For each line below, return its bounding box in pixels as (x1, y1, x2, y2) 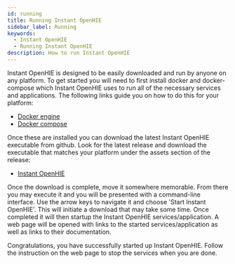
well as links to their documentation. (7, 227, 112, 236)
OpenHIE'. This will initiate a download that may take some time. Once (7, 205, 209, 213)
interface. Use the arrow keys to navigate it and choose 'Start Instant (7, 197, 206, 206)
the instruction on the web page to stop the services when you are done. (7, 249, 217, 257)
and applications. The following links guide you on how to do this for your (7, 91, 220, 99)
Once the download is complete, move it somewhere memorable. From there (7, 183, 229, 191)
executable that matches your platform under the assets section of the (7, 148, 210, 157)
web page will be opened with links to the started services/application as (7, 220, 218, 228)
